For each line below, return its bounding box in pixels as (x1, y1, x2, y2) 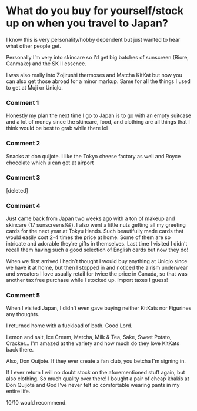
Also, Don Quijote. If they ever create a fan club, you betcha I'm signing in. (6, 357, 186, 364)
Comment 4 (6, 201, 41, 210)
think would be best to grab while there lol (6, 125, 108, 132)
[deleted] (6, 187, 28, 194)
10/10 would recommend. (6, 399, 67, 406)
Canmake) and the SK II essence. (6, 60, 86, 67)
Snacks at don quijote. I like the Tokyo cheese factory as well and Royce (6, 153, 181, 160)
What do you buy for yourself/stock (6, 4, 184, 18)
